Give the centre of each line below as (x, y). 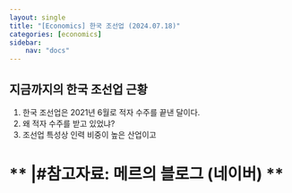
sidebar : (26, 42)
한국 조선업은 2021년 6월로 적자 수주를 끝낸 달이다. (111, 112)
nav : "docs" (47, 51)
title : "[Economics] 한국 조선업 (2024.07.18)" (95, 26)
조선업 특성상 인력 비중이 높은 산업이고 (89, 134)
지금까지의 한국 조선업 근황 (78, 89)
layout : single (38, 17)
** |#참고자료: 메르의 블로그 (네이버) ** (146, 174)
